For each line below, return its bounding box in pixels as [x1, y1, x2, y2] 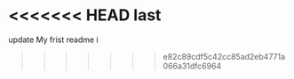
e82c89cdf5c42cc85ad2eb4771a [163, 51, 286, 61]
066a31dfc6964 [163, 61, 222, 71]
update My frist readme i [8, 34, 99, 45]
